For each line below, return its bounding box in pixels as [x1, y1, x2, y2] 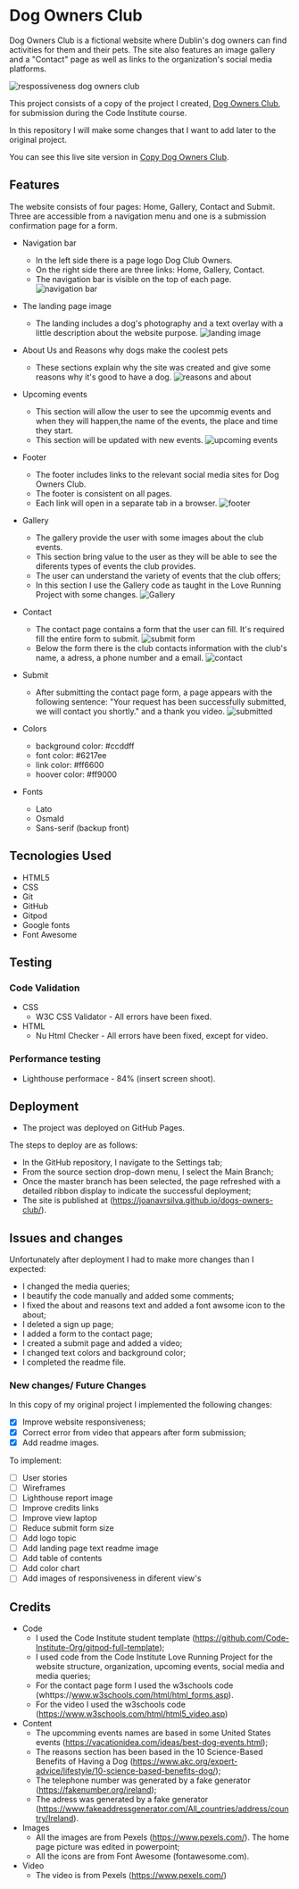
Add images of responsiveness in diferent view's [21, 1573, 202, 1584]
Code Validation [9, 982, 80, 994]
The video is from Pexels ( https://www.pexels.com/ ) [35, 1870, 228, 1881]
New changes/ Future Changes [9, 1379, 147, 1392]
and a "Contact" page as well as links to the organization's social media [9, 54, 272, 64]
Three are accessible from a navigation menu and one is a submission [9, 211, 267, 221]
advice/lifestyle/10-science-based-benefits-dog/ [35, 1766, 216, 1776]
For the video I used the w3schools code [35, 1699, 186, 1710]
